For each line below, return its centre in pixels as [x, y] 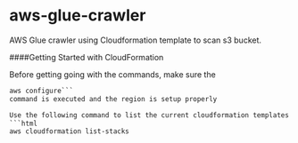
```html [24, 123]
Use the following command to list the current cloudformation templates [149, 115]
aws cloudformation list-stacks [69, 131]
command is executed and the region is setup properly [113, 99]
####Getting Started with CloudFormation [87, 57]
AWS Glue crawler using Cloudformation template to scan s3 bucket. [135, 40]
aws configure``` [41, 91]
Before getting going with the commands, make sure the [112, 74]
